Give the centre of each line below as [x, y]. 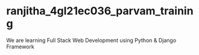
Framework [20, 47]
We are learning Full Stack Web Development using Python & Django [91, 40]
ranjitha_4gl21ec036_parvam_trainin [100, 11]
